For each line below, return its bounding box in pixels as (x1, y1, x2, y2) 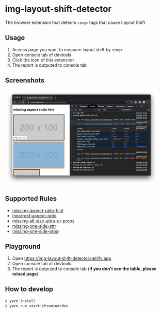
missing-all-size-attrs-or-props (12, 218, 75, 224)
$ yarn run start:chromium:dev (5, 303, 68, 308)
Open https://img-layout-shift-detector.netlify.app (12, 255, 112, 261)
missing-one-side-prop (12, 228, 59, 234)
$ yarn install (5, 298, 36, 303)
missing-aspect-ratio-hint (12, 207, 64, 213)
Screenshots (5, 77, 45, 85)
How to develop (5, 285, 53, 293)
